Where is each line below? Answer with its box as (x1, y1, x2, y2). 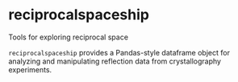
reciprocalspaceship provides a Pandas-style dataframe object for (8, 47, 230, 57)
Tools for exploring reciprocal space (8, 32, 129, 42)
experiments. (8, 64, 52, 74)
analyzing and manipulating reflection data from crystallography (8, 56, 222, 66)
